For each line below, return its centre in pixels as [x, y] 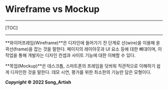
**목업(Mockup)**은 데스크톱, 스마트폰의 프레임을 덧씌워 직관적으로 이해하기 [80, 65]
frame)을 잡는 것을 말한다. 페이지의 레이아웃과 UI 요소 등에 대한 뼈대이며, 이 [88, 49]
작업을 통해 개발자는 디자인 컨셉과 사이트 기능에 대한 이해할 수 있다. [70, 55]
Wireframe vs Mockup [52, 9]
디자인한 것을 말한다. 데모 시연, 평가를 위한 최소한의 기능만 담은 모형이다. [81, 72]
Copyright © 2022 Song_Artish [38, 82]
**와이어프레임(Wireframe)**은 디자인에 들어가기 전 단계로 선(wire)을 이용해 [80, 42]
